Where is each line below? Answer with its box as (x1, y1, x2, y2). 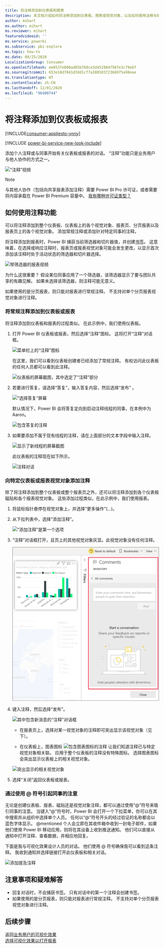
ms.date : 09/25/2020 (5, 54, 47, 59)
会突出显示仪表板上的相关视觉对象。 (19, 756, 93, 762)
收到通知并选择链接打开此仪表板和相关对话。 (19, 849, 109, 855)
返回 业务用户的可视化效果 (5, 931, 57, 937)
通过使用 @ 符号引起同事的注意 (5, 790, 78, 797)
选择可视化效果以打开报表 (5, 937, 57, 944)
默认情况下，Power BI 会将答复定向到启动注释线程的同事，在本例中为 (12, 405, 151, 411)
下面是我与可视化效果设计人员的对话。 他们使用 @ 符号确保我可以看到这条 (5, 844, 154, 849)
